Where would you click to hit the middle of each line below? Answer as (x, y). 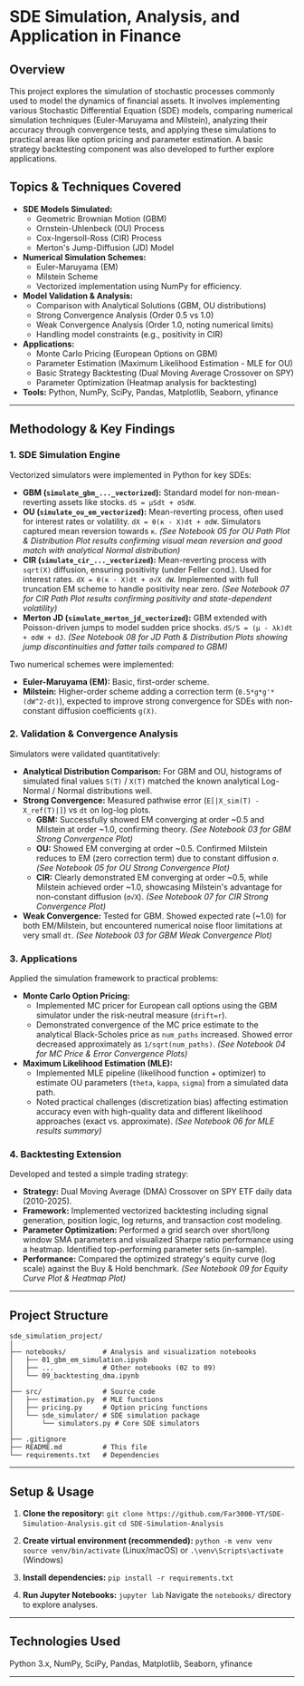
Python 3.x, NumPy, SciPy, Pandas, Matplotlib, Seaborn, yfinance (131, 1663)
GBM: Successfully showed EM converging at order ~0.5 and (150, 819)
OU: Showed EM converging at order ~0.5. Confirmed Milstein (152, 848)
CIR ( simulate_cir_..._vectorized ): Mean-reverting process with (144, 560)
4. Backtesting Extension (66, 1155)
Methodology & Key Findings (92, 429)
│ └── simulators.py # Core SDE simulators (105, 1424)
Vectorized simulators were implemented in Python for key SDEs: (130, 474)
